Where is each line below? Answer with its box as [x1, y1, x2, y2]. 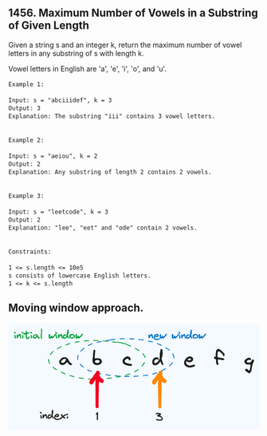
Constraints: [8, 247, 52, 256]
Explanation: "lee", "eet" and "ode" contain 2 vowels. [8, 223, 198, 232]
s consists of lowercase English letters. [8, 271, 151, 280]
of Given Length [8, 19, 89, 33]
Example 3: [8, 191, 45, 200]
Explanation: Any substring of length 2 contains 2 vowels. [8, 167, 213, 176]
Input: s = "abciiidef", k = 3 [8, 96, 112, 104]
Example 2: [8, 136, 45, 144]
